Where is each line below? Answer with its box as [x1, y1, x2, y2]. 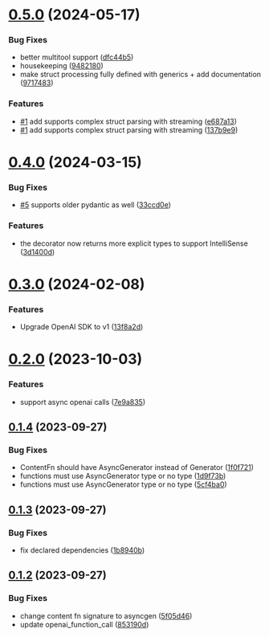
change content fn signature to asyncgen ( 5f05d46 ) [19, 610, 193, 620]
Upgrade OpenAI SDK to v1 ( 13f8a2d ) [19, 322, 144, 332]
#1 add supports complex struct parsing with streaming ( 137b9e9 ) [19, 125, 238, 134]
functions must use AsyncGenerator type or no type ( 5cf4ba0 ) [19, 480, 227, 489]
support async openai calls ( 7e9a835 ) [19, 397, 146, 406]
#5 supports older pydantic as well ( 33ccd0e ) [19, 200, 171, 210]
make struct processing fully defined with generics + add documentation [19, 70, 262, 80]
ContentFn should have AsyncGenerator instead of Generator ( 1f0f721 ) [19, 463, 255, 472]
